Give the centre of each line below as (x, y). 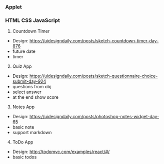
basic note (23, 127)
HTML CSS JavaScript (32, 20)
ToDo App (23, 142)
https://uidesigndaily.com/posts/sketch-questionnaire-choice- (93, 76)
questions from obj (32, 87)
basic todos (24, 157)
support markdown (32, 133)
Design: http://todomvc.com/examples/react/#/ (61, 152)
